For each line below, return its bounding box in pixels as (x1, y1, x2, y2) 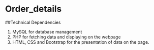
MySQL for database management (12, 29, 82, 34)
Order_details (5, 3, 62, 15)
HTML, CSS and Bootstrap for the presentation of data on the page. (12, 39, 149, 45)
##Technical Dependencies (5, 19, 61, 25)
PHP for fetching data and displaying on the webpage (12, 34, 121, 40)
